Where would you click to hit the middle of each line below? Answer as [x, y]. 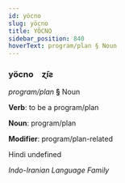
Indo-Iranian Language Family [59, 170]
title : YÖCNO [30, 31]
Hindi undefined [35, 155]
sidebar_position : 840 [46, 38]
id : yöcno [25, 16]
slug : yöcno [28, 23]
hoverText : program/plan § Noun [62, 46]
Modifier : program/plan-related [60, 139]
